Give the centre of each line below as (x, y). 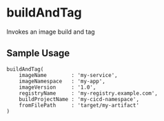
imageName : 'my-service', (68, 75)
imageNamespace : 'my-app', (62, 81)
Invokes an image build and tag (51, 32)
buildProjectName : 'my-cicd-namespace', (79, 99)
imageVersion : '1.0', (58, 87)
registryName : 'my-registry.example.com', (88, 93)
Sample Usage (38, 53)
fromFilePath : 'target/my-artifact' (79, 105)
